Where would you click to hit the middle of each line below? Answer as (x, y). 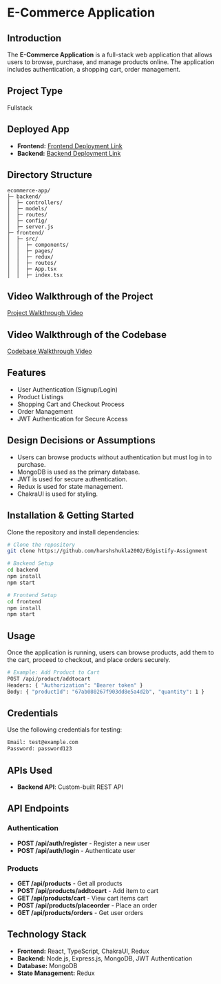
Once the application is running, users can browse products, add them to (111, 652)
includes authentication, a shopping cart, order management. (94, 69)
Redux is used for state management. (70, 486)
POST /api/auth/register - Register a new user (83, 843)
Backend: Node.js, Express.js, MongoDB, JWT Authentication (105, 958)
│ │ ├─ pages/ (30, 251)
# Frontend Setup (32, 595)
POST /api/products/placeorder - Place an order (87, 905)
